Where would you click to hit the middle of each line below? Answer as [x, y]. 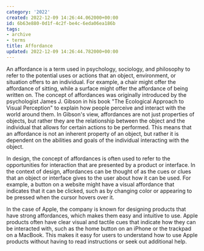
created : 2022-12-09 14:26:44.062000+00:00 [62, 18]
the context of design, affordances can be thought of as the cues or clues [99, 171]
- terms [16, 40]
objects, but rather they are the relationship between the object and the [96, 121]
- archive [19, 35]
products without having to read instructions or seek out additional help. [97, 241]
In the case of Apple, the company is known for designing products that [96, 209]
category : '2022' [28, 12]
